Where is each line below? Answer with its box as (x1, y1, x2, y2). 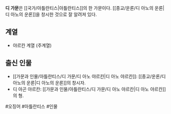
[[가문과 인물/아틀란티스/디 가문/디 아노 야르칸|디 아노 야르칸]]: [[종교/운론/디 (12, 73, 166, 79)
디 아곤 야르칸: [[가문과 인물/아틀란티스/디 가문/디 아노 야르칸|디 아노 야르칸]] (12, 86, 166, 92)
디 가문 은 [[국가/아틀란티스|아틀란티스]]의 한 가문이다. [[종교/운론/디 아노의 (5, 5, 154, 11)
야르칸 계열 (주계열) (12, 42, 52, 48)
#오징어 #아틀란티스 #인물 (5, 103, 58, 109)
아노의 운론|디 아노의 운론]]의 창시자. (12, 79, 86, 86)
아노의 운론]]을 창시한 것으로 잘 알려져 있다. (10, 11, 97, 17)
